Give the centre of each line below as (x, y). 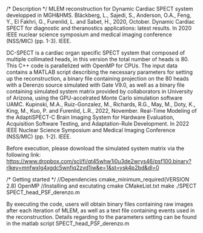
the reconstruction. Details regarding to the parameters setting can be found (101, 217)
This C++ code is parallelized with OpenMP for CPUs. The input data (92, 66)
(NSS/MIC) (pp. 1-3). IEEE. (39, 41)
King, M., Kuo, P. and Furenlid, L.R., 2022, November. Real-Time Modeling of (101, 111)
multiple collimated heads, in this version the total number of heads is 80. (98, 59)
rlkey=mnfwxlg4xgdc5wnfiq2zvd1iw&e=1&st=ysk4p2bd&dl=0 (83, 167)
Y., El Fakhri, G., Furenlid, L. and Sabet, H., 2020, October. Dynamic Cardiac (101, 22)
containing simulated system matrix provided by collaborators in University (100, 91)
